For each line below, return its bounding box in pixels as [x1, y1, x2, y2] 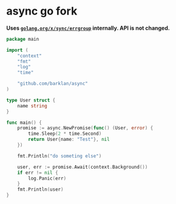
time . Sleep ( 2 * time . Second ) [28, 131, 102, 137]
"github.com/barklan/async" [17, 81, 88, 87]
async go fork [6, 4, 78, 18]
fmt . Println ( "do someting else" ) [17, 153, 102, 159]
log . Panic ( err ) [28, 175, 67, 182]
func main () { [6, 120, 42, 126]
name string [17, 103, 47, 109]
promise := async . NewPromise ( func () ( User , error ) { [17, 125, 154, 131]
